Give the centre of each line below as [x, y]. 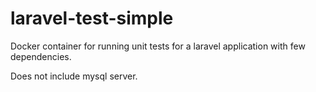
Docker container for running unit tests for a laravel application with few [158, 46]
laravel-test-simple [92, 18]
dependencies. [41, 56]
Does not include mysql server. [74, 76]
